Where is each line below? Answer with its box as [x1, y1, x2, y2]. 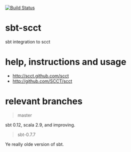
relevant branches [5, 95, 82, 107]
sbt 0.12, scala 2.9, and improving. [5, 121, 75, 127]
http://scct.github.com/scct [12, 72, 69, 78]
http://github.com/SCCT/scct [12, 78, 72, 84]
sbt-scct [5, 22, 41, 33]
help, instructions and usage [5, 56, 126, 67]
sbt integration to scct [5, 38, 50, 44]
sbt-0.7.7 [17, 131, 36, 137]
